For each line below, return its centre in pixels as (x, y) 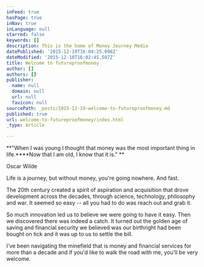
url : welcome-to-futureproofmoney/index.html (65, 119)
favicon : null (30, 102)
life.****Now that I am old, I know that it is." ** (65, 155)
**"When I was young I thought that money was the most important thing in (101, 148)
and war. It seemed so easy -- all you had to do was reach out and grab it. (99, 203)
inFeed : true (23, 12)
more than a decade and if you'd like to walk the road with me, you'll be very (102, 252)
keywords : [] (23, 40)
